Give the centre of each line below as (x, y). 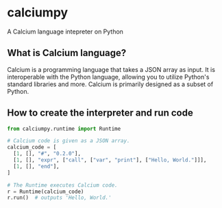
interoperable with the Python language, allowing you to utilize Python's (108, 77)
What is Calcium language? (67, 53)
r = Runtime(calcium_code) (46, 192)
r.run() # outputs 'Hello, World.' (59, 198)
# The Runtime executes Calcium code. (62, 185)
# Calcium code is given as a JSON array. (69, 141)
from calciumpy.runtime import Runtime (64, 129)
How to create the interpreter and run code (100, 113)
